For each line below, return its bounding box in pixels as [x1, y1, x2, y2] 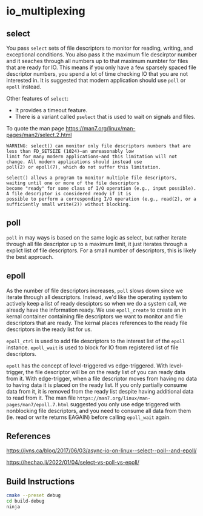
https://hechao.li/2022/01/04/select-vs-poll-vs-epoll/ [6, 459, 139, 466]
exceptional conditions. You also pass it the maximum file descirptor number [6, 51, 197, 58]
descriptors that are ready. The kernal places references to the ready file [6, 319, 188, 326]
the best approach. [6, 253, 54, 260]
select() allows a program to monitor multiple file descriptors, [6, 175, 178, 181]
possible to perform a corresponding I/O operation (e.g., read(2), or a [6, 196, 197, 202]
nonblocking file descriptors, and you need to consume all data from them [6, 407, 191, 414]
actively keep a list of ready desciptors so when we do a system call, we [6, 300, 187, 307]
